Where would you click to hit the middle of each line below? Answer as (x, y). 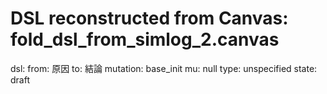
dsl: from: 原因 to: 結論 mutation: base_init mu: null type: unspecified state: (164, 68)
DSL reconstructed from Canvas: (149, 18)
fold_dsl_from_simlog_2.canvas (145, 39)
